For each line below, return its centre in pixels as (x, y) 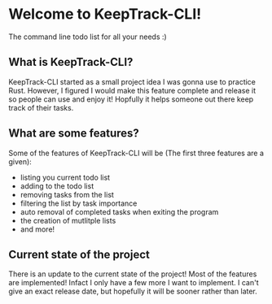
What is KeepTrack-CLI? (71, 62)
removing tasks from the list (67, 194)
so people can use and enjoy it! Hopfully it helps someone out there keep (131, 99)
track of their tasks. (41, 107)
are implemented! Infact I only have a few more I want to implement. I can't (134, 283)
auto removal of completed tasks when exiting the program (119, 211)
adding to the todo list (57, 186)
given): (20, 161)
